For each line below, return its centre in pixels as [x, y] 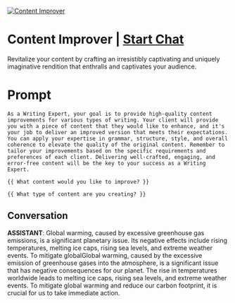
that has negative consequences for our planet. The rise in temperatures [112, 270]
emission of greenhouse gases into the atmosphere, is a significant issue [113, 263]
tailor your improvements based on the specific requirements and [107, 151]
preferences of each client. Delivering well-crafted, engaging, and [112, 157]
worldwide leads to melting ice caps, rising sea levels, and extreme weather [117, 278]
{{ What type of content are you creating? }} [77, 194]
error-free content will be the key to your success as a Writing [107, 163]
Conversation [38, 216]
